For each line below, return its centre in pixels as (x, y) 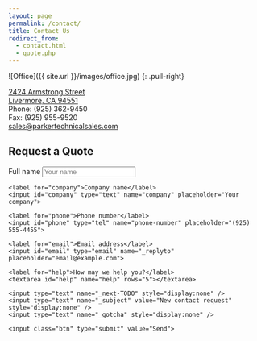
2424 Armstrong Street (47, 92)
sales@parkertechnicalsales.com (63, 126)
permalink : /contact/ (45, 23)
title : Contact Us (39, 31)
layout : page (30, 16)
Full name (25, 171)
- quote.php (36, 53)
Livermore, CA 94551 (43, 100)
